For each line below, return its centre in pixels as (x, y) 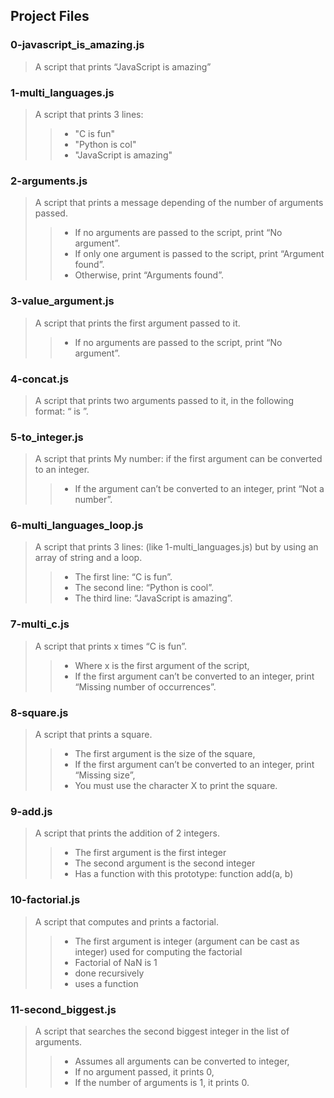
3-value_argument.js (62, 301)
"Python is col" (105, 144)
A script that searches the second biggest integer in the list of (162, 1031)
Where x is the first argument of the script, (162, 665)
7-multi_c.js (40, 624)
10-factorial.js (45, 900)
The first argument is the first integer (150, 853)
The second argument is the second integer (165, 863)
